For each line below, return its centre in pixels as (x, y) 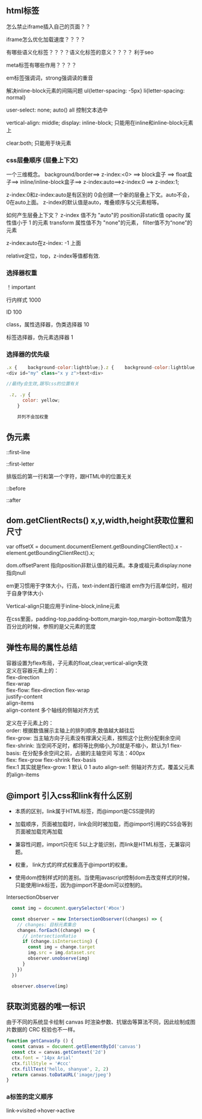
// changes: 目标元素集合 (47, 925)
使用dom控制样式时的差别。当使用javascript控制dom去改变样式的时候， (104, 878)
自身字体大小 (27, 594)
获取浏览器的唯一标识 (46, 1006)
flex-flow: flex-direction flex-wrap (48, 690)
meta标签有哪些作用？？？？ (41, 65)
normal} (16, 97)
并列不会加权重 (33, 417)
